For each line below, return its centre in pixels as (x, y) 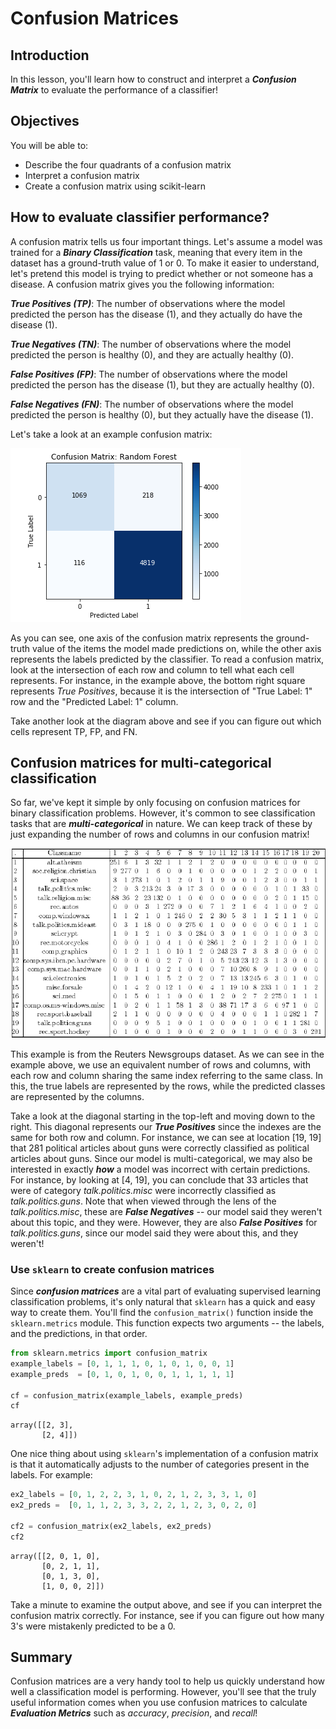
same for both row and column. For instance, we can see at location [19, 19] (166, 1137)
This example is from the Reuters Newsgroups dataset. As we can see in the (167, 1054)
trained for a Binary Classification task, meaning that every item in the (156, 252)
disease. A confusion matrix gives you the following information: (142, 284)
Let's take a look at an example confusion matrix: (111, 434)
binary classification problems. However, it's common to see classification (163, 813)
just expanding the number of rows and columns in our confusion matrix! (160, 834)
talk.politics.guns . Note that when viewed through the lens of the (143, 1201)
